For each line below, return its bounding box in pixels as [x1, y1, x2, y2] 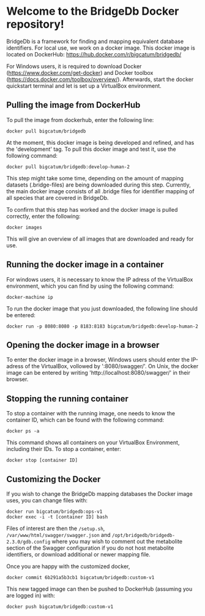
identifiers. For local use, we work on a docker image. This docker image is [6, 44, 196, 52]
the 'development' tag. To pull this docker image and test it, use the [6, 145, 176, 153]
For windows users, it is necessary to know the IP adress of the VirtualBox [6, 275, 193, 283]
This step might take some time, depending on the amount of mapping [6, 174, 184, 182]
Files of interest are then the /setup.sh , [6, 525, 105, 532]
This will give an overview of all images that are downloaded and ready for [6, 235, 194, 242]
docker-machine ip [6, 294, 53, 300]
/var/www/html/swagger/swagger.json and [6, 531, 111, 538]
